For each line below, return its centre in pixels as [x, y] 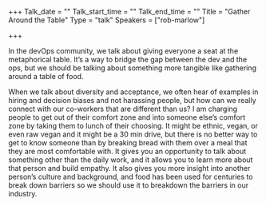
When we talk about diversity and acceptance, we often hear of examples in [133, 92]
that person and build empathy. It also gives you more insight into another [129, 168]
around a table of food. [46, 76]
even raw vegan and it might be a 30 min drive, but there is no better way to [133, 134]
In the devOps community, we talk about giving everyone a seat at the [123, 51]
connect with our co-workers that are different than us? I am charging [123, 109]
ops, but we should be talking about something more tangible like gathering [133, 68]
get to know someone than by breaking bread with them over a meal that [128, 143]
